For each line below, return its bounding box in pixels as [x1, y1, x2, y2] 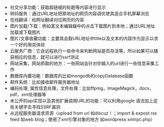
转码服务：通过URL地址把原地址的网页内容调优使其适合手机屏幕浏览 [9, 10, 150, 16]
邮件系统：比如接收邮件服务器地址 [9, 79, 80, 85]
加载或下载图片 [9, 29, 41, 35]
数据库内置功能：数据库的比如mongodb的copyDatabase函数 [9, 73, 134, 79]
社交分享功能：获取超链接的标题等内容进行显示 [9, 4, 106, 10]
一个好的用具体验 [9, 42, 45, 47]
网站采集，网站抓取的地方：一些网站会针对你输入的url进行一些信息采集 [9, 60, 155, 66]
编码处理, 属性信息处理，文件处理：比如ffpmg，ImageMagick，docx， [9, 85, 154, 91]
